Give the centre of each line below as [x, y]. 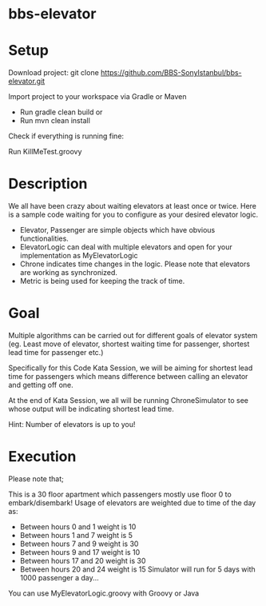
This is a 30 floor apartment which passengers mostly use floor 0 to [120, 494]
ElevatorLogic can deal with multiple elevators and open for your [126, 247]
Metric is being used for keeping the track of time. [102, 281]
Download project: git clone [54, 73]
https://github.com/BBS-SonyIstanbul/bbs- [171, 73]
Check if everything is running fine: [66, 136]
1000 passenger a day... [60, 577]
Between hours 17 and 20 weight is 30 [83, 560]
